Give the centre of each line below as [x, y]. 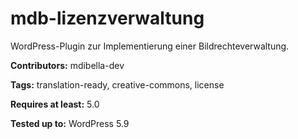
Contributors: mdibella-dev [67, 65]
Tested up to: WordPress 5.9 [70, 123]
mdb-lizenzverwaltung [107, 18]
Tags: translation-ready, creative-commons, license [117, 84]
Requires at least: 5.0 [55, 104]
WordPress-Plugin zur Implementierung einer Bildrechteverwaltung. [150, 46]
